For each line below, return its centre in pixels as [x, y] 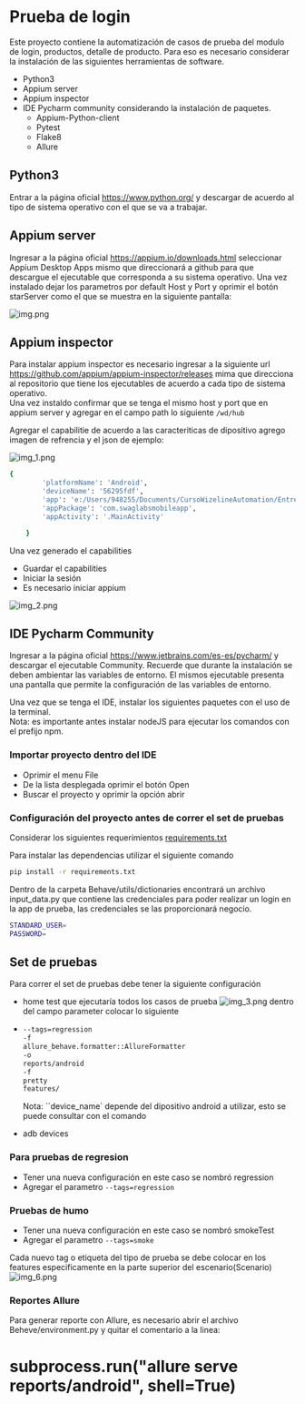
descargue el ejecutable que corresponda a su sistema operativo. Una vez [148, 277]
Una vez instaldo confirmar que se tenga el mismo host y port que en [139, 403]
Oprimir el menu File [60, 775]
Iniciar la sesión [52, 578]
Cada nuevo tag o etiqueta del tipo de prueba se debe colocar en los [138, 1257]
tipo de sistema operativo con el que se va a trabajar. [108, 207]
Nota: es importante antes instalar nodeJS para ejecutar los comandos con [149, 722]
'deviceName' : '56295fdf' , [93, 492]
